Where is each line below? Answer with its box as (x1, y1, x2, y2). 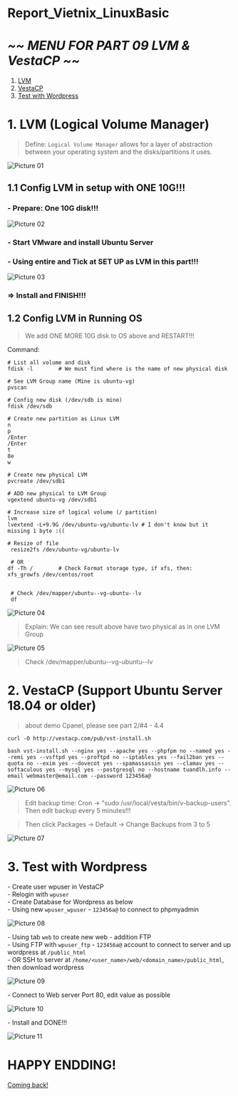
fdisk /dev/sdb (7, 403, 53, 410)
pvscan (7, 383, 27, 391)
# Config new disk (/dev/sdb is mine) (7, 396, 123, 403)
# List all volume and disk (7, 358, 91, 366)
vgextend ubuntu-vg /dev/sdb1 (7, 496, 98, 503)
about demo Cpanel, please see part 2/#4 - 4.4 (24, 721, 164, 730)
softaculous (7, 766, 43, 773)
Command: (7, 345, 40, 353)
